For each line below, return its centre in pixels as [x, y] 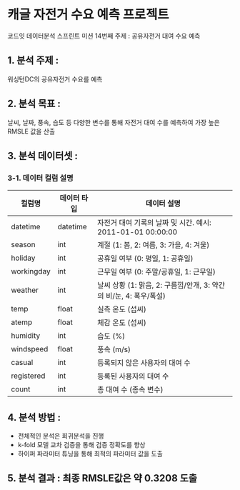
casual [22, 363]
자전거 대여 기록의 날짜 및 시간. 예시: [155, 223]
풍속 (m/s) [114, 349]
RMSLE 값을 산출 [31, 131]
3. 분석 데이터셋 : [43, 155]
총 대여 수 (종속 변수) [130, 390]
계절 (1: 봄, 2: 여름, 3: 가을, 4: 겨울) [154, 245]
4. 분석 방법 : [34, 417]
